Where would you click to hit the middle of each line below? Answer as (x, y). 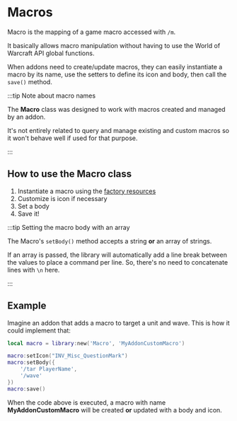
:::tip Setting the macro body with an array (69, 227)
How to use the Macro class (70, 174)
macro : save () (27, 389)
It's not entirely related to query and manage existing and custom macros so (118, 130)
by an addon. (27, 117)
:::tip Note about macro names (52, 96)
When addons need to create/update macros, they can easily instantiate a (115, 67)
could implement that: (39, 330)
